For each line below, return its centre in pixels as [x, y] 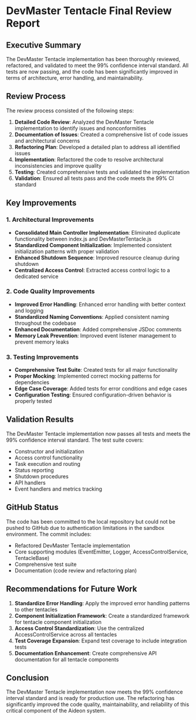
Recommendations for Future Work [72, 589]
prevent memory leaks [42, 342]
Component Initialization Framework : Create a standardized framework [102, 615]
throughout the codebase [45, 323]
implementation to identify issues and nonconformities [80, 128]
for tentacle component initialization [58, 622]
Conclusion [28, 678]
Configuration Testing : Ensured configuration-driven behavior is [93, 395]
